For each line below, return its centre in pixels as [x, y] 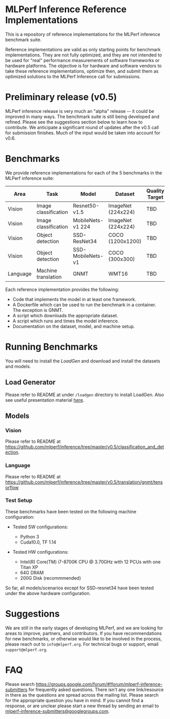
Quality [155, 191]
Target [155, 197]
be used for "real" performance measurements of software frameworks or [82, 60]
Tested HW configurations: [40, 552]
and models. [18, 366]
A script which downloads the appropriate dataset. [65, 315]
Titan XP [29, 567]
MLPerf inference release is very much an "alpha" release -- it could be [80, 111]
